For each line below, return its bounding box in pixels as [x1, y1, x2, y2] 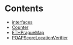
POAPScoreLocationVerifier [11, 35, 68, 41]
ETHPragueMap [11, 29, 44, 35]
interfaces [11, 19, 33, 25]
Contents [4, 3, 44, 14]
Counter [11, 24, 29, 30]
